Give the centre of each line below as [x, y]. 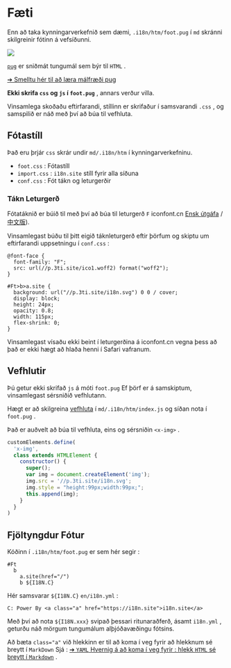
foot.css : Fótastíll [43, 165]
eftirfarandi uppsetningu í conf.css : [58, 243]
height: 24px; [34, 305]
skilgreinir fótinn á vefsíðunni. [49, 39]
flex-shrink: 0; [37, 323]
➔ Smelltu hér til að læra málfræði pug [62, 79]
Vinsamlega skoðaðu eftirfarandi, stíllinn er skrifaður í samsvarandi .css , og [115, 106]
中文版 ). [18, 222]
